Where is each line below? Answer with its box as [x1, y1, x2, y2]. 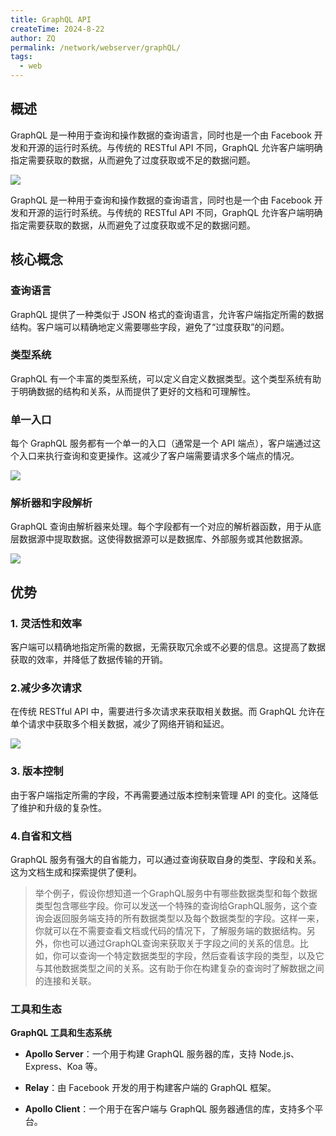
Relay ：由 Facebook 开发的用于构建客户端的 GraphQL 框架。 [24, 1082, 277, 1094]
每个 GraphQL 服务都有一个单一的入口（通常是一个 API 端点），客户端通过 [10, 437, 313, 450]
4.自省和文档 [10, 829, 72, 843]
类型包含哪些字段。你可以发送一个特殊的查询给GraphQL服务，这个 [34, 899, 309, 911]
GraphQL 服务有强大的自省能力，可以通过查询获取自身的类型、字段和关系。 [10, 853, 322, 865]
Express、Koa [24, 1061, 83, 1073]
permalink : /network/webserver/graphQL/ [10, 42, 182, 53]
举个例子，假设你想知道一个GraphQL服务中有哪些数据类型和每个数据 [34, 887, 318, 899]
